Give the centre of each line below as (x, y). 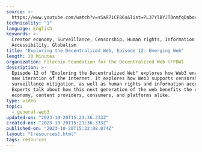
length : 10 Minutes (31, 56)
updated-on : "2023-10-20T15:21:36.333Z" (58, 117)
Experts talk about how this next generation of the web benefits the (102, 90)
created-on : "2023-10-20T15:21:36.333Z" (58, 123)
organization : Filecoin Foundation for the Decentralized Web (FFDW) (95, 62)
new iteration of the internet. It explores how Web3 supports (92, 78)
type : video (21, 101)
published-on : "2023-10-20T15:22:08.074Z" (60, 129)
